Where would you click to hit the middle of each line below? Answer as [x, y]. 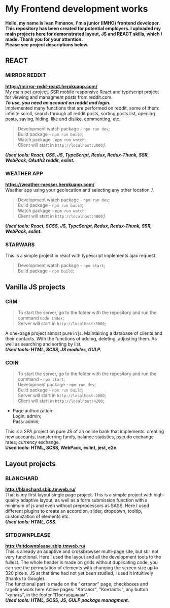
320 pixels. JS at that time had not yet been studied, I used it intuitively [79, 573]
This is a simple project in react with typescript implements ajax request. [81, 256]
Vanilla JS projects [35, 287]
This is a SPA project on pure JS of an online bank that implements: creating [85, 432]
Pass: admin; [26, 421]
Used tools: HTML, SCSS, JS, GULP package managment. [67, 600]
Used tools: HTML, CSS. [31, 522]
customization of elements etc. [38, 516]
